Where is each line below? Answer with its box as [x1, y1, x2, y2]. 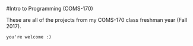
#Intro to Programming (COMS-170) [6, 5, 93, 12]
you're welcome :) [6, 34, 52, 40]
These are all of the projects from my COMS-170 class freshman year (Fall [6, 17, 188, 23]
